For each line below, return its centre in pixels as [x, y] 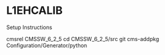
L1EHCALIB [34, 11]
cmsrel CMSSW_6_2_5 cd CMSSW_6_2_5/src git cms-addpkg [83, 39]
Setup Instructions [30, 27]
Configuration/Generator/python [47, 45]
